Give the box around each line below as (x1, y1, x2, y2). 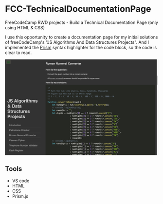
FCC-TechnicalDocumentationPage (5, 3, 151, 15)
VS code (12, 178, 30, 184)
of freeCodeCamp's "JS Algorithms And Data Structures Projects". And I (5, 39, 149, 45)
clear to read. (5, 50, 32, 56)
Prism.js (12, 193, 29, 199)
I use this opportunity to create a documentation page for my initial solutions (5, 34, 158, 40)
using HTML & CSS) (5, 24, 45, 30)
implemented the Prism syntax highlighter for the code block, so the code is (5, 44, 157, 50)
